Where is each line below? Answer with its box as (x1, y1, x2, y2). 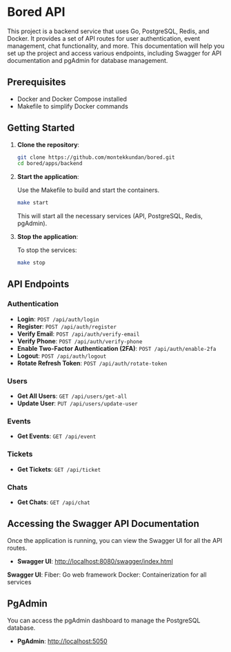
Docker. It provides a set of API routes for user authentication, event (7, 34, 201, 42)
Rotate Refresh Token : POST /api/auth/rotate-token (17, 358, 168, 367)
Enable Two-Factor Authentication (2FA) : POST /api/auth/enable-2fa (17, 344, 217, 352)
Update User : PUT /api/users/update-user (17, 399, 138, 407)
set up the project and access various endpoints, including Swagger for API (7, 49, 222, 57)
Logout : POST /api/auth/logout (17, 352, 107, 360)
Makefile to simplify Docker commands (17, 102, 129, 111)
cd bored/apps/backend (17, 160, 83, 167)
